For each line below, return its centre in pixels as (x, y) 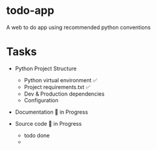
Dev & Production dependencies (64, 94)
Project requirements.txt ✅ (57, 87)
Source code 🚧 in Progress (48, 123)
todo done (37, 135)
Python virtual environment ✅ (61, 80)
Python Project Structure (46, 68)
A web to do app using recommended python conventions (78, 27)
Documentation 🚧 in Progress (52, 112)
